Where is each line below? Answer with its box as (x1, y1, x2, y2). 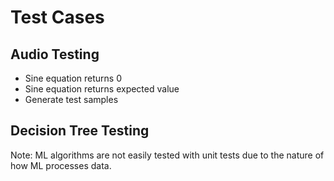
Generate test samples (24, 94, 119, 105)
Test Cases (10, 6, 105, 29)
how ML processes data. (10, 159, 112, 171)
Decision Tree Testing (10, 122, 150, 140)
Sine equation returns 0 (24, 72, 122, 84)
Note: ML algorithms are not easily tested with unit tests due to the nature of (10, 149, 325, 161)
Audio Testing (10, 46, 100, 63)
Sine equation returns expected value (24, 83, 180, 95)
